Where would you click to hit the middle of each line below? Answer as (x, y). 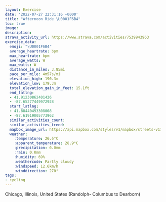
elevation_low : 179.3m (33, 83)
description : (19, 33)
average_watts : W (27, 60)
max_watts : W (23, 65)
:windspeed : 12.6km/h (36, 166)
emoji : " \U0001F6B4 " (31, 47)
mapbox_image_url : (29, 129)
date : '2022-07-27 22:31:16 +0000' (42, 14)
